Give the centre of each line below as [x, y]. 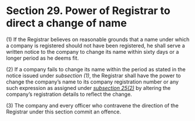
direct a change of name [67, 23]
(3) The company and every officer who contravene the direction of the [93, 105]
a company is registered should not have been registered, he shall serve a [95, 46]
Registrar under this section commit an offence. [64, 112]
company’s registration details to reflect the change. [69, 94]
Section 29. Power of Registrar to [88, 11]
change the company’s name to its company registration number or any [93, 82]
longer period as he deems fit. [43, 58]
